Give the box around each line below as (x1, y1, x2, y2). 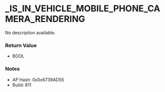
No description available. (5, 30, 56, 35)
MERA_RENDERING (5, 13, 85, 25)
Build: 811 (12, 82, 32, 88)
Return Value (5, 42, 37, 49)
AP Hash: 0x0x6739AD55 (12, 77, 65, 83)
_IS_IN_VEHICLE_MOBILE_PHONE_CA (5, 3, 161, 14)
